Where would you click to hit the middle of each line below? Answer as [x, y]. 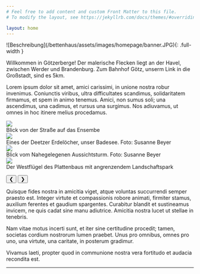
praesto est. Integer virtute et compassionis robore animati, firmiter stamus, [99, 198]
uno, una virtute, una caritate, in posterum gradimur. [70, 241]
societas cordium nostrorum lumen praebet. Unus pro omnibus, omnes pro [98, 235]
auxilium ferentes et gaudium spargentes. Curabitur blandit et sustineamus [98, 204]
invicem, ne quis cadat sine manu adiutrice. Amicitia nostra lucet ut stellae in [100, 211]
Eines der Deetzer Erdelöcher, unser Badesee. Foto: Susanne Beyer [89, 142]
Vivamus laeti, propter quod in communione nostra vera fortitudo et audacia [99, 253]
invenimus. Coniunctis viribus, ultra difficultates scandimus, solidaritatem [96, 94]
